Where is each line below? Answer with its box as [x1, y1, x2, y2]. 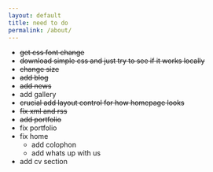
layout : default [8, 11, 61, 20]
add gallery [19, 90, 57, 99]
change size [19, 65, 60, 74]
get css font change [19, 48, 85, 58]
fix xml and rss [19, 107, 68, 116]
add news [19, 81, 52, 91]
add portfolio [19, 115, 61, 125]
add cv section [19, 157, 68, 166]
